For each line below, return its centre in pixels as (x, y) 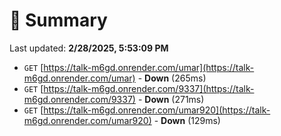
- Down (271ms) (171, 99)
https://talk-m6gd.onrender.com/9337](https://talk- (149, 88)
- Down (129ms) (187, 120)
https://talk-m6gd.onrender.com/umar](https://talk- (149, 67)
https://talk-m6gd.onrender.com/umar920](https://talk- (157, 110)
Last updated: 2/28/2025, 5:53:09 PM (89, 48)
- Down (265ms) (172, 78)
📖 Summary (58, 20)
